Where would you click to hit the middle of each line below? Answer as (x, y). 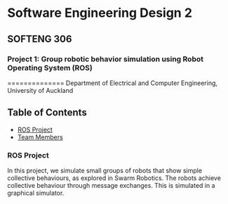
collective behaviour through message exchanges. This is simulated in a (111, 185)
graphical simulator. (36, 193)
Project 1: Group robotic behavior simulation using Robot (105, 59)
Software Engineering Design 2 (100, 13)
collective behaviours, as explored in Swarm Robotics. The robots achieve (114, 178)
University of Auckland (40, 90)
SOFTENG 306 (40, 39)
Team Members (40, 137)
